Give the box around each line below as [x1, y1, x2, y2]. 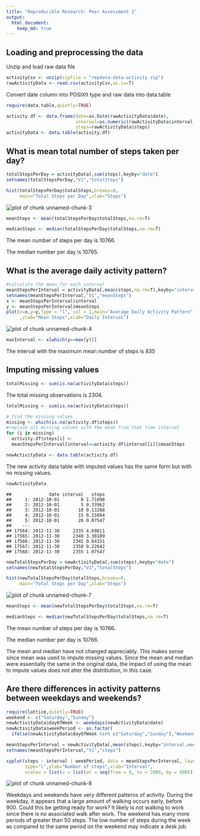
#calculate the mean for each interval [6, 281, 105, 287]
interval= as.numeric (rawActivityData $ [75, 118, 171, 125]
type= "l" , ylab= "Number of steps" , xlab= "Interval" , [24, 763, 153, 769]
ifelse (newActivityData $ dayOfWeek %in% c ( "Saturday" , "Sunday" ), [11, 731, 174, 737]
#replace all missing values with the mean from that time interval [6, 425, 180, 431]
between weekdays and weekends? [6, 693, 142, 703]
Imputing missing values [6, 365, 99, 375]
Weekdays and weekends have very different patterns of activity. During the [6, 791, 193, 799]
